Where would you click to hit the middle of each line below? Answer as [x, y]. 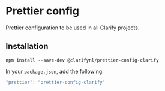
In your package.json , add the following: [55, 71]
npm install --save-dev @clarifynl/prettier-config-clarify [82, 60]
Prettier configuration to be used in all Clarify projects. [73, 28]
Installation [27, 46]
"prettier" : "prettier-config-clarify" [55, 82]
